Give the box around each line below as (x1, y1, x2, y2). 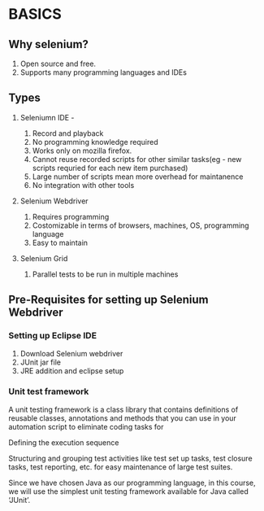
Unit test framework (8, 386, 89, 397)
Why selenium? (8, 37, 89, 51)
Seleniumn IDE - (19, 112, 75, 122)
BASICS (8, 5, 63, 24)
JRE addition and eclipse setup (19, 365, 124, 375)
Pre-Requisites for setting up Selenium (8, 293, 209, 307)
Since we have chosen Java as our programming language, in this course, (8, 478, 256, 487)
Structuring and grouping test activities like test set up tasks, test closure (8, 453, 253, 463)
